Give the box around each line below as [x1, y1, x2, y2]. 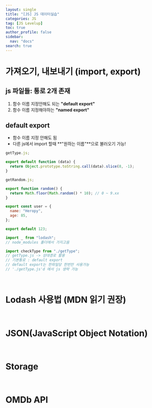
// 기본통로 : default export [5, 258, 63, 263]
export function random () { [5, 186, 63, 191]
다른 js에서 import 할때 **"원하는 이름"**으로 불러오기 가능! [12, 141, 126, 147]
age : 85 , [10, 213, 28, 218]
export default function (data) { [5, 160, 76, 164]
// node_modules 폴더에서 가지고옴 [5, 240, 70, 245]
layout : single [5, 7, 37, 12]
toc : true [5, 25, 26, 30]
